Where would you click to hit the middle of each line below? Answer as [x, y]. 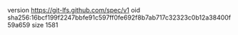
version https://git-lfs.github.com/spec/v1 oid [74, 10]
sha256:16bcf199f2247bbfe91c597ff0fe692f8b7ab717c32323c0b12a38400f [119, 17]
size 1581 [45, 25]
